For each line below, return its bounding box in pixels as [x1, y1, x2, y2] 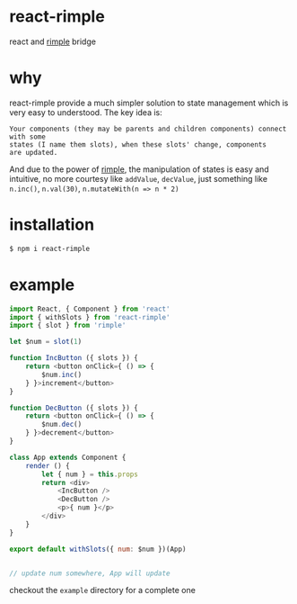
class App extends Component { [9, 453, 127, 462]
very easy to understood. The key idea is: [9, 106, 163, 118]
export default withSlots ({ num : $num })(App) [9, 545, 187, 554]
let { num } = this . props [41, 470, 139, 479]
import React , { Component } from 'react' [9, 304, 170, 313]
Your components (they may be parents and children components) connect [9, 124, 287, 133]
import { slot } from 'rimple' [9, 321, 127, 330]
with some [9, 132, 47, 141]
